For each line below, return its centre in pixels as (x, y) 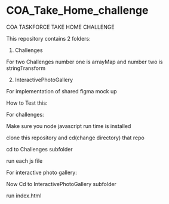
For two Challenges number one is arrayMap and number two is (84, 62)
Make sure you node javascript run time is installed (69, 126)
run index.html (24, 196)
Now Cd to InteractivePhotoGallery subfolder (61, 184)
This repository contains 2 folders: (48, 38)
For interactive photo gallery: (42, 172)
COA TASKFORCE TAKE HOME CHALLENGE (60, 27)
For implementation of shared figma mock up (62, 91)
